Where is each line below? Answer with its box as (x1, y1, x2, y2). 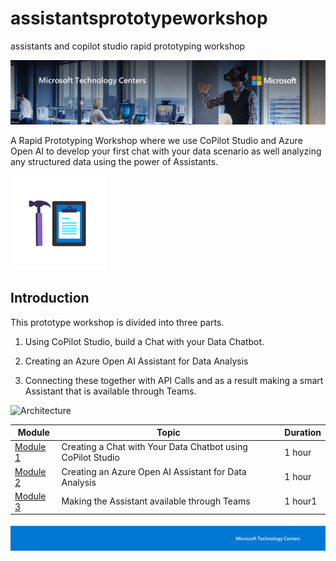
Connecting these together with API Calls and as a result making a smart (24, 374, 324, 386)
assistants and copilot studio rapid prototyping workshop (10, 40, 246, 52)
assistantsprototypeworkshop (10, 7, 268, 30)
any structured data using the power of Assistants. (10, 155, 219, 167)
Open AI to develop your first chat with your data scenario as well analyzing (10, 145, 322, 157)
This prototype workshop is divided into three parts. (10, 316, 225, 328)
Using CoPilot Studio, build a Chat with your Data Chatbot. (24, 335, 265, 347)
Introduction (10, 290, 90, 307)
